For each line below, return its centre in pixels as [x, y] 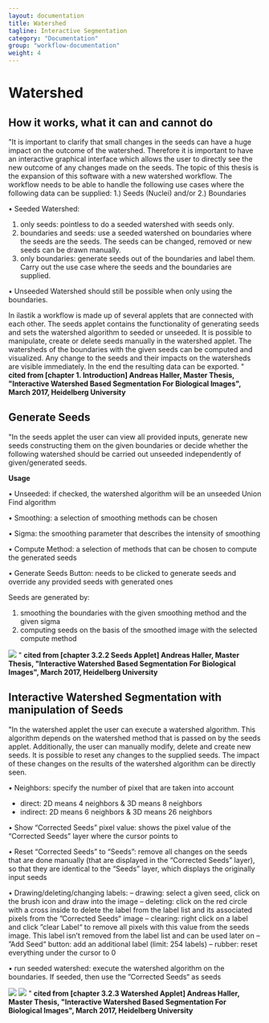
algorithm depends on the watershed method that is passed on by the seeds [134, 737]
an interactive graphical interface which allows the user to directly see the [130, 159]
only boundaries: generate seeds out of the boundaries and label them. [137, 259]
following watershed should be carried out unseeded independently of [125, 454]
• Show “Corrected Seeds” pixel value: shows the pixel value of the [120, 827]
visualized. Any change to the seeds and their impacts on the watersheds [130, 358]
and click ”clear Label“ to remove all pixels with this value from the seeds [129, 926]
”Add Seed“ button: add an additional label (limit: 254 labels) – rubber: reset [133, 944]
